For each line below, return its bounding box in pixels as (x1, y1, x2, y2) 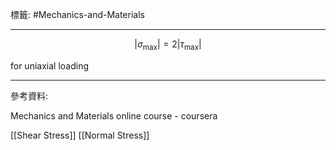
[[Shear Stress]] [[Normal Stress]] (10, 129, 150, 141)
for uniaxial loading (10, 59, 90, 72)
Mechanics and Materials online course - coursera (10, 109, 218, 122)
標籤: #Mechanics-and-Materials (10, 9, 145, 20)
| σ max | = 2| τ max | (134, 38, 202, 52)
